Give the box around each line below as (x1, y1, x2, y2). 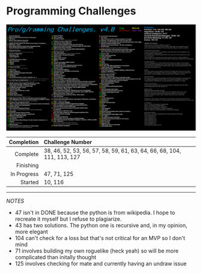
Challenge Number (43, 138, 92, 145)
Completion (8, 138, 39, 145)
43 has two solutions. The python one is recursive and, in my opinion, (14, 222, 188, 229)
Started (20, 178, 39, 185)
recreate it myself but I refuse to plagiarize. (14, 215, 122, 223)
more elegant (14, 228, 48, 235)
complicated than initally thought (14, 254, 97, 261)
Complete (14, 150, 39, 157)
